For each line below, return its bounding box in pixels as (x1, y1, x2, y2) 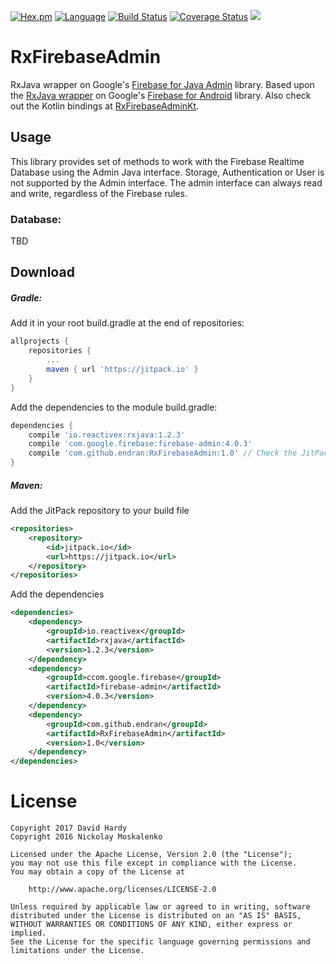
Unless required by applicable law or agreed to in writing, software (10, 902, 311, 912)
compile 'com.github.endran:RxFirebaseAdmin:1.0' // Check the (28, 448, 298, 459)
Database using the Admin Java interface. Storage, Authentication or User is (10, 166, 325, 178)
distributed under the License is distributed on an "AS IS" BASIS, (10, 911, 302, 921)
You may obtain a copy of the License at (10, 867, 186, 877)
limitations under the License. (10, 946, 145, 956)
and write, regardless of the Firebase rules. (10, 187, 188, 199)
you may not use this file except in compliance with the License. (10, 858, 298, 869)
